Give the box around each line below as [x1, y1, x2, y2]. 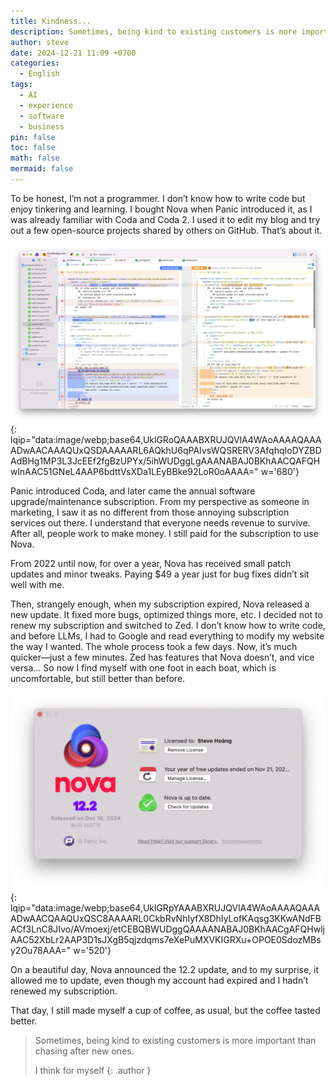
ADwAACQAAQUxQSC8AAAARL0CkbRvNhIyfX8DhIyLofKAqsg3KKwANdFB [10, 912, 322, 924]
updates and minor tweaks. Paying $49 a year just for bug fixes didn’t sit [10, 568, 310, 580]
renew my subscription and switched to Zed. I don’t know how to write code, [10, 619, 326, 631]
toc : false [10, 143, 56, 153]
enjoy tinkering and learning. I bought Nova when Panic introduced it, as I [10, 203, 313, 215]
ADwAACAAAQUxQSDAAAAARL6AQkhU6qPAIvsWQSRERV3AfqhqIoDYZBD [10, 444, 322, 456]
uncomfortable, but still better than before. [10, 672, 186, 684]
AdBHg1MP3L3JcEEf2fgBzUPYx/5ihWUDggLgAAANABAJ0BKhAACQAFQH [10, 455, 321, 467]
